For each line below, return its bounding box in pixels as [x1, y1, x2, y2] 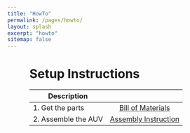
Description [48, 91, 88, 101]
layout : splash [7, 23, 52, 30]
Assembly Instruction [109, 114, 180, 124]
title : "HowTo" [7, 10, 52, 17]
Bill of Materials [118, 103, 170, 113]
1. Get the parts [32, 103, 85, 113]
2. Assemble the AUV [32, 114, 103, 124]
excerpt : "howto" [7, 29, 58, 37]
